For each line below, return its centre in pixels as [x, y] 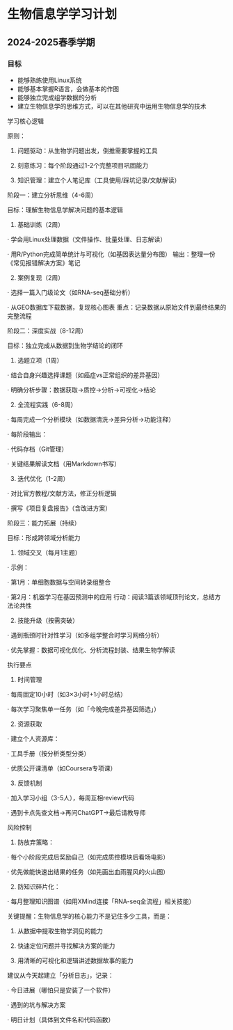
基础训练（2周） [41, 224]
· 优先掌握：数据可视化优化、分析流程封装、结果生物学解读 [91, 650]
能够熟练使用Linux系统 [49, 80]
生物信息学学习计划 [62, 14]
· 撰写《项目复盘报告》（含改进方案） [59, 508]
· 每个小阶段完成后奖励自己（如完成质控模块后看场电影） [88, 857]
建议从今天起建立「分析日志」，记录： [61, 975]
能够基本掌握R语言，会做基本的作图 [68, 88]
